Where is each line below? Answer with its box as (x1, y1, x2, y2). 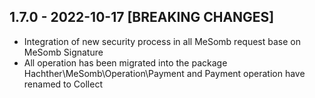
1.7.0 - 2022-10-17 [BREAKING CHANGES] (9, 9, 275, 26)
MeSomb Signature (23, 46, 104, 58)
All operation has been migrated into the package (23, 56, 228, 69)
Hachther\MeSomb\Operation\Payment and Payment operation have (23, 67, 306, 79)
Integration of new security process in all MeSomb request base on (23, 35, 301, 47)
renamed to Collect (23, 78, 103, 90)
